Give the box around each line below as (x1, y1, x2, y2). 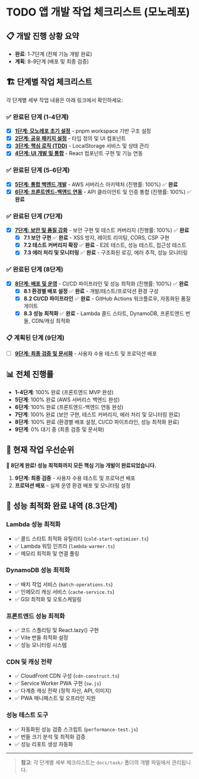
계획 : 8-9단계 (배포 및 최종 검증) (14, 58, 89, 65)
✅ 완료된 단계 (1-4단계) (6, 112, 69, 121)
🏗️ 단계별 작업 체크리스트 (6, 77, 93, 87)
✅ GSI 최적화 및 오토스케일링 (14, 595, 82, 602)
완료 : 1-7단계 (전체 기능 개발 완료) (14, 51, 93, 57)
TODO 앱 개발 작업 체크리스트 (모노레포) (6, 5, 191, 19)
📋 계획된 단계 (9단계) (6, 334, 65, 342)
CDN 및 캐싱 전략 (6, 658, 52, 666)
